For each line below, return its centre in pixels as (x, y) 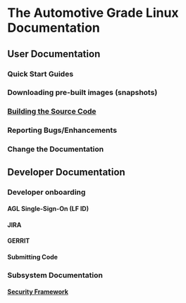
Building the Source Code (52, 112)
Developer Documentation (66, 172)
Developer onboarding (46, 192)
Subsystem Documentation (55, 275)
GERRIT (19, 241)
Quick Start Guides (41, 74)
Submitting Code (33, 257)
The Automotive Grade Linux (93, 13)
